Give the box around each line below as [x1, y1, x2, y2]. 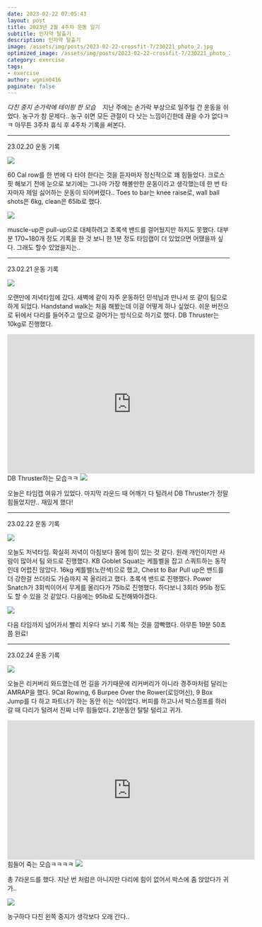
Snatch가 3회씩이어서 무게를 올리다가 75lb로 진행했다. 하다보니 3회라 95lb [7, 583, 213, 592]
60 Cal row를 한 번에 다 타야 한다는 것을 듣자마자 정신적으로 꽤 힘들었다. [7, 171, 206, 179]
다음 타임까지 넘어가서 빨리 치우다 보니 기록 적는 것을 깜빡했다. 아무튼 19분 [7, 621, 211, 629]
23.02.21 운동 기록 [7, 265, 59, 273]
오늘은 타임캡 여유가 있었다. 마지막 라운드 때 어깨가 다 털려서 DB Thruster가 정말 [7, 489, 229, 497]
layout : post [7, 17, 46, 24]
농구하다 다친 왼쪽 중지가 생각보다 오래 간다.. [7, 912, 130, 921]
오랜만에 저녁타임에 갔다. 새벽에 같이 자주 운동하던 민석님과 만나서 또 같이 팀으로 [7, 293, 228, 301]
